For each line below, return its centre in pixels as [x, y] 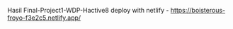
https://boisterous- [198, 10]
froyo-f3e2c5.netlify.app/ [44, 18]
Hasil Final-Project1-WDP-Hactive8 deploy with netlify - [88, 10]
